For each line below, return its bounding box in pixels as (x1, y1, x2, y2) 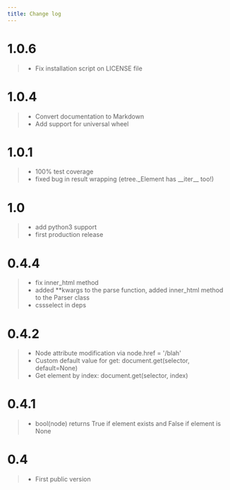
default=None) (35, 364, 78, 372)
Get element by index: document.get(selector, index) (35, 372, 188, 380)
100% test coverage (35, 167, 94, 176)
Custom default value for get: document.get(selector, (35, 357, 190, 365)
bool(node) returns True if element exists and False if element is (35, 419, 221, 428)
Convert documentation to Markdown (35, 112, 145, 121)
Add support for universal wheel (35, 119, 129, 128)
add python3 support (35, 223, 97, 231)
